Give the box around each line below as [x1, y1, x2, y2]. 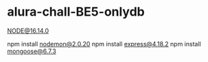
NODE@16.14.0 [7, 27, 49, 35]
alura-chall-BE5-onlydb [7, 4, 146, 20]
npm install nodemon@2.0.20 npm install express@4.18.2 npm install [7, 40, 201, 48]
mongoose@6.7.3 [7, 47, 56, 55]
